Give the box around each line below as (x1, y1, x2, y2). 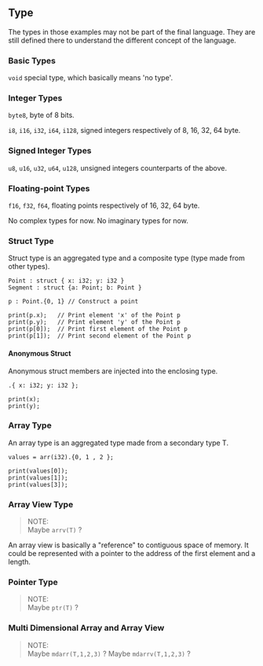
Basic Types (8, 55, 57, 66)
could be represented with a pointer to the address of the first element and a (8, 549, 256, 558)
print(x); (8, 395, 41, 403)
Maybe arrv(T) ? (27, 525, 82, 535)
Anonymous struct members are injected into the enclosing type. (8, 366, 218, 376)
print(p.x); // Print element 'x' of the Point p (8, 311, 181, 319)
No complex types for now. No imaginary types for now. (8, 216, 188, 225)
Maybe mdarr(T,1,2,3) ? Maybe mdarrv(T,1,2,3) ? (27, 649, 191, 658)
